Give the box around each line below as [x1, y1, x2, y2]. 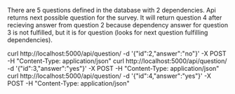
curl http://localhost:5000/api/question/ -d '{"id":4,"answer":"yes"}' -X [7, 72, 212, 80]
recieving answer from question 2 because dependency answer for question [7, 21, 229, 29]
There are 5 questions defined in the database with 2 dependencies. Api [7, 6, 216, 14]
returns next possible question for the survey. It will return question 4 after [7, 13, 222, 22]
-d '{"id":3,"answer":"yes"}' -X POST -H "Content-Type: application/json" [7, 65, 220, 72]
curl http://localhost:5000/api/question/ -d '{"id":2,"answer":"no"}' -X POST [7, 49, 227, 58]
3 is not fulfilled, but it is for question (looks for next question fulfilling [7, 28, 208, 36]
